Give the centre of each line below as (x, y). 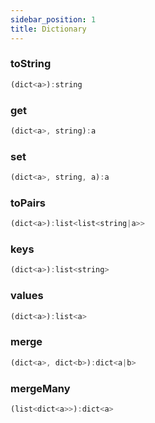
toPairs (28, 203)
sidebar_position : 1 (53, 19)
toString (31, 64)
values (27, 296)
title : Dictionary (48, 29)
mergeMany (40, 388)
